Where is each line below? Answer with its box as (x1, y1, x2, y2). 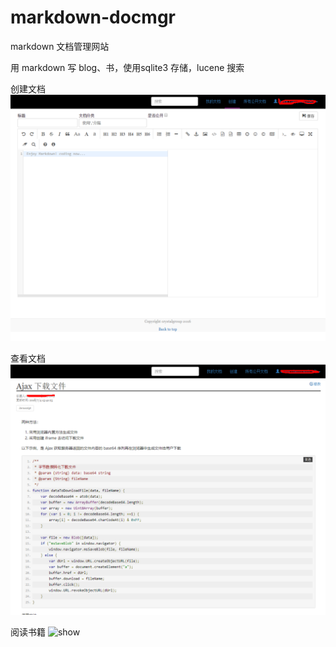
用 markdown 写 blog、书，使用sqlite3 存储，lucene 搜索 (10, 61, 245, 73)
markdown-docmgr (10, 6, 176, 29)
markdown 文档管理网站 (10, 40, 110, 52)
